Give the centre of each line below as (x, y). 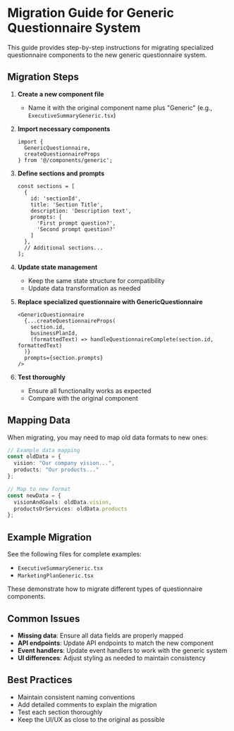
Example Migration (49, 537)
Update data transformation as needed (84, 288)
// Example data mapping (44, 450)
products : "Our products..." (56, 470)
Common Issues (44, 619)
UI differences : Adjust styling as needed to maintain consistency (111, 658)
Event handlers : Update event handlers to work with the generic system (122, 650)
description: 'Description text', (81, 211)
